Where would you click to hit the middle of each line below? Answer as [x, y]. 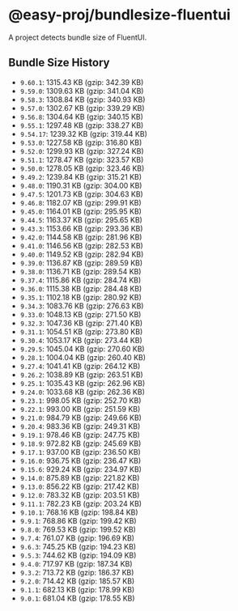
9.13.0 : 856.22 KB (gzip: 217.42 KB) [80, 486]
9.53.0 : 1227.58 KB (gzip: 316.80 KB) [81, 142]
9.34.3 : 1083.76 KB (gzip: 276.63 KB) [82, 306]
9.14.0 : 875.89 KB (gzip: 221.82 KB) [80, 477]
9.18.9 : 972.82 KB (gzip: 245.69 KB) [81, 443]
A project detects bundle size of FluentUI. [78, 37]
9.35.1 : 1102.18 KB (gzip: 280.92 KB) [81, 297]
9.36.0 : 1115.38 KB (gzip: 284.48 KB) [81, 288]
